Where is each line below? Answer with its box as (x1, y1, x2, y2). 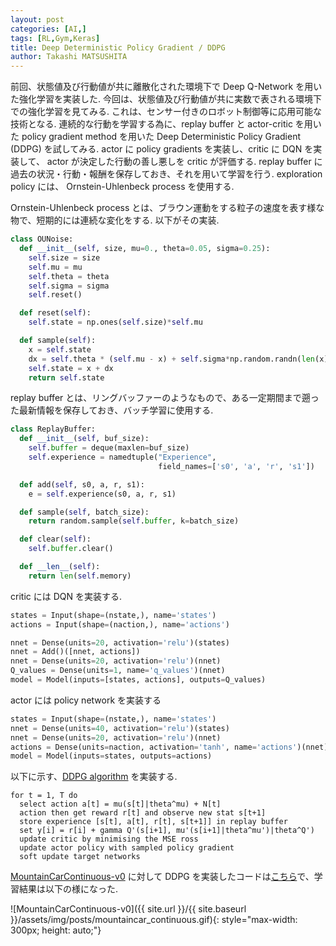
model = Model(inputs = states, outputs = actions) (10, 751, 213, 761)
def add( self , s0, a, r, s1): (19, 479, 145, 490)
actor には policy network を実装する (10, 694, 162, 706)
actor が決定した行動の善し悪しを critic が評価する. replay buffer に (46, 156, 323, 168)
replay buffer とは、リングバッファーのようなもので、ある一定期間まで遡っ (10, 392, 320, 404)
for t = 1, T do (10, 791, 78, 801)
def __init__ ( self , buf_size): (19, 434, 150, 444)
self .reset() (28, 290, 83, 300)
